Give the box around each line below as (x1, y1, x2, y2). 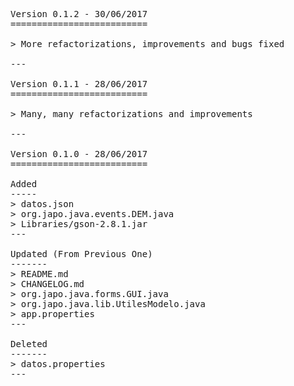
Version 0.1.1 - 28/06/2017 (10, 79, 148, 89)
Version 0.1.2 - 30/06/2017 (10, 9, 148, 19)
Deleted (10, 339, 48, 349)
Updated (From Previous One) (10, 249, 153, 259)
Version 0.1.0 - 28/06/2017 (10, 149, 148, 159)
